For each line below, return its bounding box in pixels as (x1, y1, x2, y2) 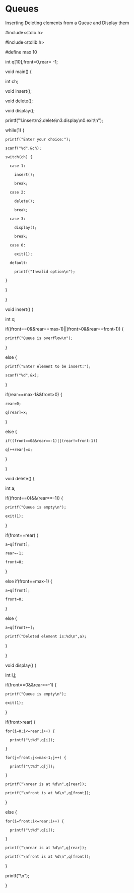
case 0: (10, 242, 26, 247)
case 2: (10, 189, 26, 195)
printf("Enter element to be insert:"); (5, 364, 92, 369)
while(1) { (5, 127, 25, 133)
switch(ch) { (5, 154, 33, 159)
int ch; (5, 78, 19, 84)
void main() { (5, 69, 32, 75)
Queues (5, 3, 39, 15)
